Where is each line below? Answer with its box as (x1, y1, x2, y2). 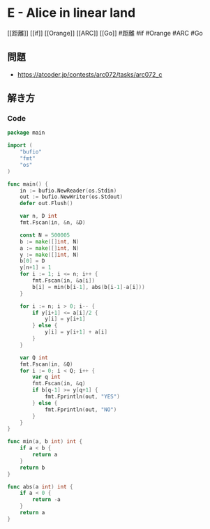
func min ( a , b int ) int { (7, 438, 82, 445)
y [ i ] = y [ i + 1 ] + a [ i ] (44, 329, 108, 336)
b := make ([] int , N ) (20, 238, 80, 245)
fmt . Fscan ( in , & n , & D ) (20, 219, 86, 226)
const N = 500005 (20, 232, 70, 239)
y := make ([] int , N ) (20, 251, 80, 258)
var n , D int (20, 213, 58, 220)
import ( (7, 142, 33, 149)
